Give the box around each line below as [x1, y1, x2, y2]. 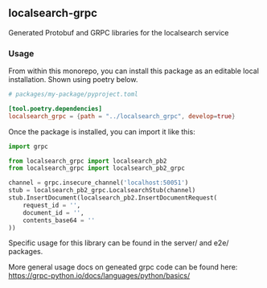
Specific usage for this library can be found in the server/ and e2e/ [8, 238, 229, 248]
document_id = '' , [23, 208, 84, 216]
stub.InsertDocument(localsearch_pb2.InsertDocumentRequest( [8, 194, 218, 202]
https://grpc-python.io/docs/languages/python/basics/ [8, 271, 191, 281]
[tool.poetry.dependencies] [8, 105, 103, 113]
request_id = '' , [23, 201, 81, 209]
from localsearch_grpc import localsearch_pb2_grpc [8, 164, 185, 172]
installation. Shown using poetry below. [8, 75, 138, 84]
